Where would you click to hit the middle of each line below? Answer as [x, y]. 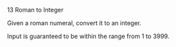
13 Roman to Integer [35, 10]
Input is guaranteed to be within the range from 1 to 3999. [88, 36]
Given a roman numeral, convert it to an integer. [74, 23]
